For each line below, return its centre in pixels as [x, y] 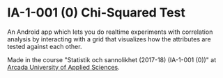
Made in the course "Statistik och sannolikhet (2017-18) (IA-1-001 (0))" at [112, 59]
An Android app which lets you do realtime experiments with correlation [110, 32]
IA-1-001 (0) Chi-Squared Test [97, 13]
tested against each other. [45, 46]
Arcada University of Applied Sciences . [63, 67]
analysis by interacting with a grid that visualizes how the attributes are [109, 39]
